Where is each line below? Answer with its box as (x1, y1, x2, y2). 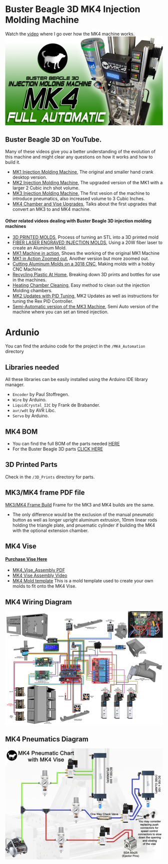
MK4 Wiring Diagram (5, 597, 72, 606)
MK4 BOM (5, 427, 38, 436)
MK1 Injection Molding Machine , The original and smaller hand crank (12, 169, 153, 175)
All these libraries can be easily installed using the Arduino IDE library (5, 377, 148, 383)
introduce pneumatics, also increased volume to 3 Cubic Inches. (12, 196, 145, 202)
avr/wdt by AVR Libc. (12, 408, 56, 414)
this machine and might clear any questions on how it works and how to (5, 154, 153, 160)
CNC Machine (12, 266, 41, 272)
